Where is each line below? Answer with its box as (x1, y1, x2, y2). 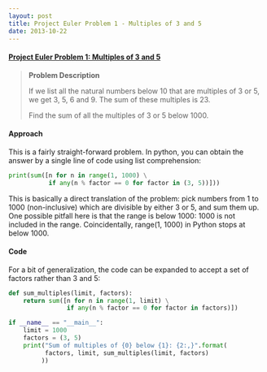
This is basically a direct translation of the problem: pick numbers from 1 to (8, 193, 259, 203)
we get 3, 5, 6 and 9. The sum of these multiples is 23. (28, 94, 211, 104)
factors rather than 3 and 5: (8, 273, 101, 283)
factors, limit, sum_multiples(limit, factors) (44, 348, 209, 357)
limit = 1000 (23, 327, 68, 335)
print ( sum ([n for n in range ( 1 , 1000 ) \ (8, 171, 148, 180)
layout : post (8, 11, 53, 20)
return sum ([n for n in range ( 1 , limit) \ (23, 296, 169, 305)
